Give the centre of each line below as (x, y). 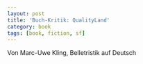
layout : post (26, 14)
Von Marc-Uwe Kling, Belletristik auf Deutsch (72, 53)
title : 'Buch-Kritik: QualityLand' (59, 20)
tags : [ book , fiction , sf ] (46, 33)
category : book (29, 26)
